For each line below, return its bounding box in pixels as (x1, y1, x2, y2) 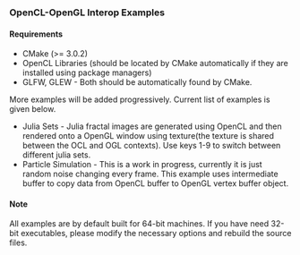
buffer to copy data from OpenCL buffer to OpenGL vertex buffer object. (21, 178, 289, 189)
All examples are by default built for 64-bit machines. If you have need (9, 218, 270, 229)
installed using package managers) (21, 67, 152, 78)
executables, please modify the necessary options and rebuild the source (21, 228, 292, 239)
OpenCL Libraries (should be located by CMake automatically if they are (21, 58, 288, 69)
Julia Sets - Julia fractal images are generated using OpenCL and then (21, 121, 282, 132)
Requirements (9, 29, 64, 39)
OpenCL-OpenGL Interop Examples (9, 6, 166, 19)
